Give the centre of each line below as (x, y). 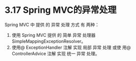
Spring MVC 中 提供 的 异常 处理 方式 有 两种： (52, 25)
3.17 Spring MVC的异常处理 (61, 10)
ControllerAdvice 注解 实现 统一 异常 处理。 (55, 53)
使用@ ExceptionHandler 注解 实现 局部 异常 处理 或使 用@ (71, 47)
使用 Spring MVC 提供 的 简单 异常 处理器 (53, 35)
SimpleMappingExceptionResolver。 (49, 41)
